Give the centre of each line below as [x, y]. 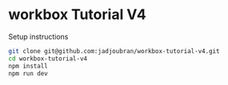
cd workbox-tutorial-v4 [48, 58]
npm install [28, 66]
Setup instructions [38, 37]
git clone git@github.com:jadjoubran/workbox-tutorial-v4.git [114, 51]
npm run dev [28, 73]
